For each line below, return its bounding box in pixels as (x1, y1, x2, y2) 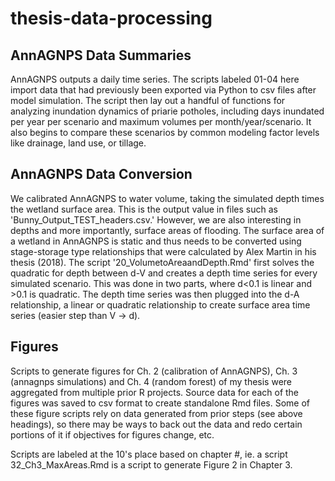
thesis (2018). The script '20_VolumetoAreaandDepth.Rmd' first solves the (10, 256, 315, 268)
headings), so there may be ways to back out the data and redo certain (10, 418, 303, 430)
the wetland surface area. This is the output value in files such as (10, 203, 278, 215)
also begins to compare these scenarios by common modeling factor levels (10, 127, 320, 138)
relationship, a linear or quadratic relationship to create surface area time (10, 298, 311, 311)
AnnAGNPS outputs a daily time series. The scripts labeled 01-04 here (10, 73, 300, 85)
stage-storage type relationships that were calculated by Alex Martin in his (10, 245, 317, 257)
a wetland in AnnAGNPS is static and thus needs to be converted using (10, 235, 302, 247)
